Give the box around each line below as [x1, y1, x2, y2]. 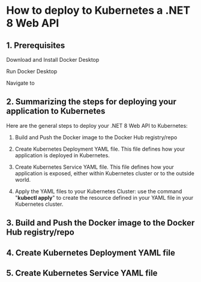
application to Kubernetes [6, 106, 106, 116]
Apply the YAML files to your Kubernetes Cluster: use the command [14, 187, 182, 195]
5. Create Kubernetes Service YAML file [6, 268, 158, 278]
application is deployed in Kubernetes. [14, 151, 110, 159]
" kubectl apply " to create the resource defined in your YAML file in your [14, 194, 194, 201]
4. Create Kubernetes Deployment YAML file [6, 247, 175, 258]
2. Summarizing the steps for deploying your [6, 97, 177, 107]
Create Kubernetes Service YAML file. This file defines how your [14, 163, 174, 170]
